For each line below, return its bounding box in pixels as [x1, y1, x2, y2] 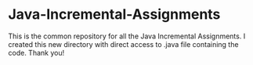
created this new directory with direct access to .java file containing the [8, 39, 239, 49]
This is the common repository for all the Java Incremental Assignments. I [8, 31, 246, 41]
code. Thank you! [8, 48, 65, 57]
